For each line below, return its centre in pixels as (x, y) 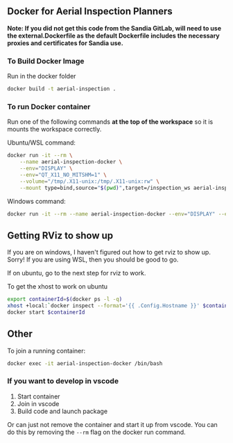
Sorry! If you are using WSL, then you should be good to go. (93, 259)
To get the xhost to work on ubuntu (58, 287)
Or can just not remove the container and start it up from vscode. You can (113, 424)
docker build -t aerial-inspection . (62, 89)
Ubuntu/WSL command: (42, 143)
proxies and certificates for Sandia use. (65, 43)
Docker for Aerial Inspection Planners (90, 11)
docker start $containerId (46, 312)
